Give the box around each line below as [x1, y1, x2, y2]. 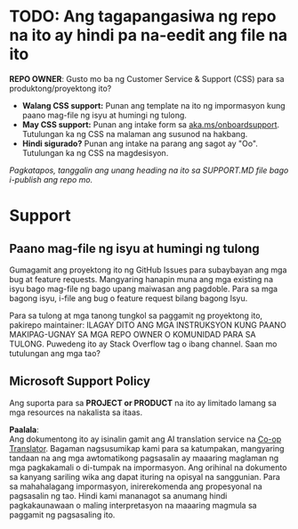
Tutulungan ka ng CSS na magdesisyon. [21, 147, 169, 158]
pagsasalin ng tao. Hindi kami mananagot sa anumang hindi [9, 490, 228, 501]
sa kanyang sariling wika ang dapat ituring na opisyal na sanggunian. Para [9, 471, 280, 482]
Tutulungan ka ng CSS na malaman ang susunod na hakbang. [21, 128, 248, 139]
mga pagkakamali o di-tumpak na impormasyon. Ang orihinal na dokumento [9, 461, 287, 473]
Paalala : [9, 424, 40, 435]
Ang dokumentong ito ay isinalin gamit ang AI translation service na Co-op [9, 434, 282, 444]
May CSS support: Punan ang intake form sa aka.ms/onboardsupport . [21, 118, 280, 130]
